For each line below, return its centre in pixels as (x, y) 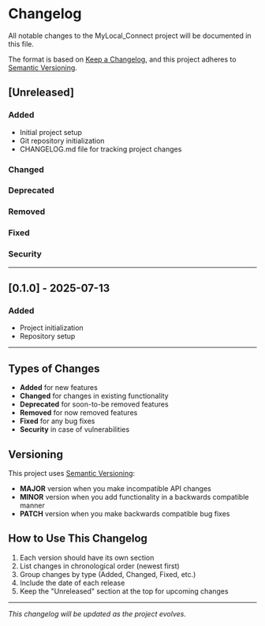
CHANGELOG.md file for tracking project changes (101, 149)
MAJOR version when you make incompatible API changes (115, 488)
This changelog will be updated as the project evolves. (97, 613)
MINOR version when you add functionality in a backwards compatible (134, 497)
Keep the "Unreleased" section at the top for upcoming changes (124, 591)
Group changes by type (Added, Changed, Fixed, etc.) (108, 574)
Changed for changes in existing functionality (94, 396)
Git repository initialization (62, 141)
